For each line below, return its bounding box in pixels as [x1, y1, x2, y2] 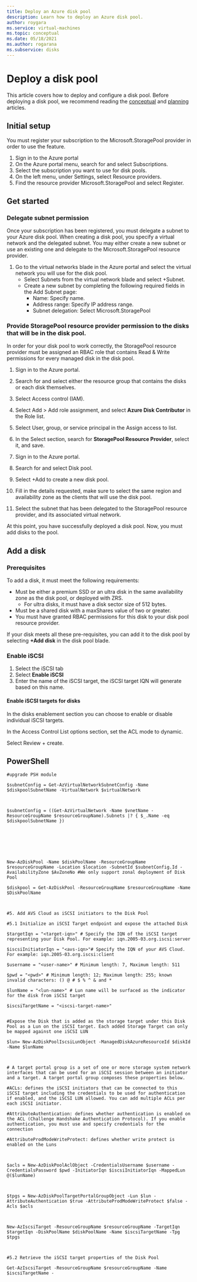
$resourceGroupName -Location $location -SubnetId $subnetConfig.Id [6, 864, 178, 870]
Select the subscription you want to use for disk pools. [15, 167, 147, 174]
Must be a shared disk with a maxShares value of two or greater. [15, 607, 171, 614]
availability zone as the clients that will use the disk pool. [15, 494, 152, 501]
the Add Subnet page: [23, 288, 77, 295]
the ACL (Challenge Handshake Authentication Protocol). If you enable [6, 1116, 185, 1122]
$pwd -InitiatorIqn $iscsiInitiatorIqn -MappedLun [59, 1167, 185, 1173]
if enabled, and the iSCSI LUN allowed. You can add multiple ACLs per [6, 1096, 185, 1102]
